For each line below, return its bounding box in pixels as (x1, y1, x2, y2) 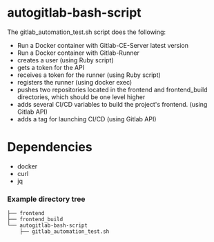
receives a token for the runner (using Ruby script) (17, 71, 161, 79)
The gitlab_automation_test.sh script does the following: (7, 28, 166, 36)
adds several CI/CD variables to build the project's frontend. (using (17, 100, 208, 108)
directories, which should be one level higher (17, 92, 146, 101)
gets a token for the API (17, 63, 85, 71)
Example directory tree (7, 194, 86, 204)
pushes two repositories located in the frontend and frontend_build (17, 85, 208, 94)
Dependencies (7, 139, 93, 155)
